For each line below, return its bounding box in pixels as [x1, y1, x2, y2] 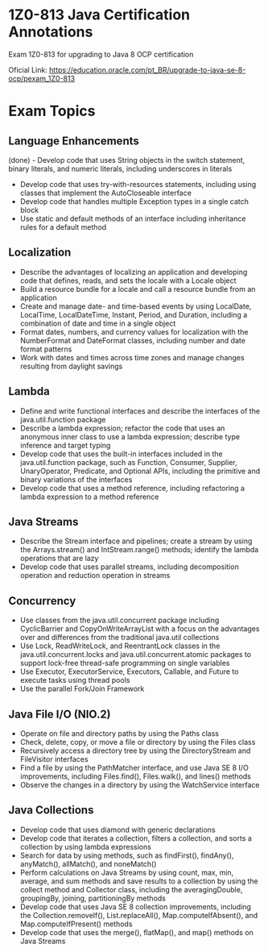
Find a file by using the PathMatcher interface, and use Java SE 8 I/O [19, 763, 249, 772]
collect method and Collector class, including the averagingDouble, [19, 884, 243, 894]
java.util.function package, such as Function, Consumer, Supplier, [19, 457, 237, 467]
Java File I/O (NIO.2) [8, 707, 111, 721]
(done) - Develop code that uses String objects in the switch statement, [8, 155, 245, 164]
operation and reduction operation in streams [19, 571, 171, 580]
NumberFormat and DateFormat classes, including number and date [19, 335, 245, 345]
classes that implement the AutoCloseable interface [19, 188, 192, 197]
